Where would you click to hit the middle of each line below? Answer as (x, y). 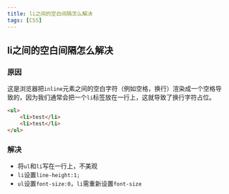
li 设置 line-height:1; (49, 174)
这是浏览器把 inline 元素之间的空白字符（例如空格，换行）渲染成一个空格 (111, 89)
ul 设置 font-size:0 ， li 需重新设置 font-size (79, 183)
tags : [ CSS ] (24, 20)
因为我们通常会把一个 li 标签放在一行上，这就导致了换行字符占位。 (120, 97)
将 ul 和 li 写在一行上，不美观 (57, 166)
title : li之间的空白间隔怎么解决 (50, 14)
